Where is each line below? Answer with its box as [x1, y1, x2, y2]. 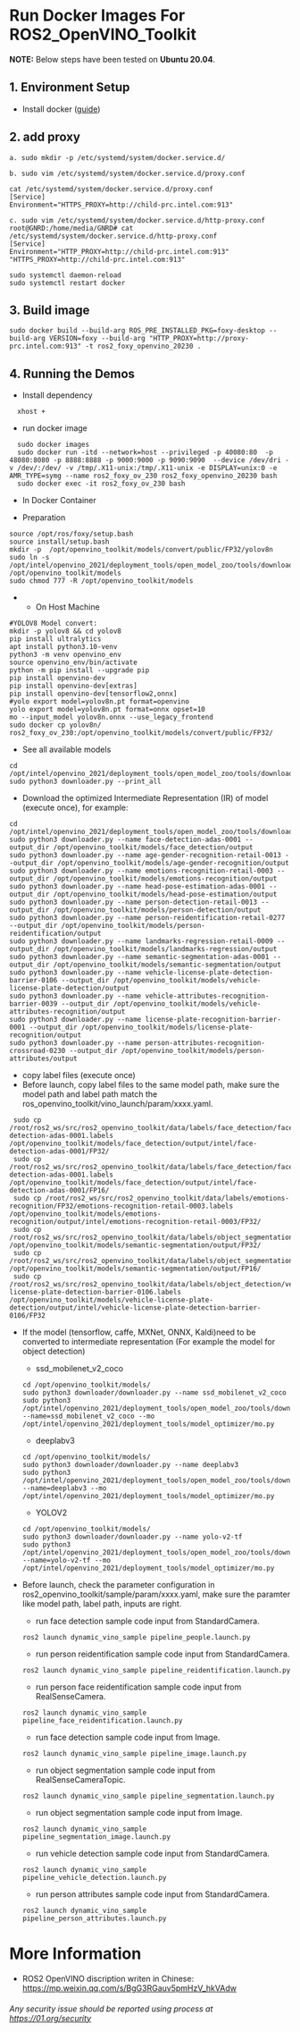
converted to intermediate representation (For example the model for [21, 1336, 276, 1347]
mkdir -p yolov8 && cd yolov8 [9, 627, 122, 636]
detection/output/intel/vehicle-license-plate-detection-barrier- [9, 1303, 262, 1312]
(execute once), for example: [21, 802, 129, 814]
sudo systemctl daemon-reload [9, 270, 122, 280]
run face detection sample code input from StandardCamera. [35, 1615, 261, 1627]
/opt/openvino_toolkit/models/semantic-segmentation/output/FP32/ [9, 1241, 262, 1250]
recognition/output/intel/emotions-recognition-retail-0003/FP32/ [9, 1218, 262, 1227]
